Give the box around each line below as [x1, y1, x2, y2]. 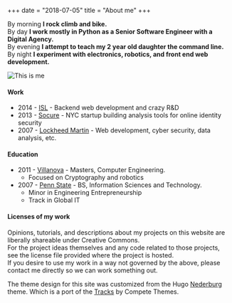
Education [7, 149, 38, 159]
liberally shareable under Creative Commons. [7, 235, 140, 244]
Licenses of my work [7, 213, 70, 220]
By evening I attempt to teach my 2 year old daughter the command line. [7, 43, 224, 51]
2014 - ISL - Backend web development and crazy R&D [17, 103, 179, 112]
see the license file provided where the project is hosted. [7, 250, 174, 259]
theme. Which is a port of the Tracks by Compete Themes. [7, 287, 179, 296]
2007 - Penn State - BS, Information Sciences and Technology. [17, 181, 203, 189]
